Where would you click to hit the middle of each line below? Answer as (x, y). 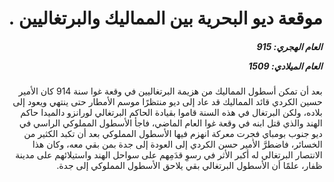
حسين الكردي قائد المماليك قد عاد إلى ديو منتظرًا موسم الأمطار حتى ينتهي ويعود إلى (167, 102)
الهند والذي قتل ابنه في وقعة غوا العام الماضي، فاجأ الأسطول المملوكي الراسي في (170, 123)
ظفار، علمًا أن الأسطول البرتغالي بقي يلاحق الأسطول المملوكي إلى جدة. (189, 166)
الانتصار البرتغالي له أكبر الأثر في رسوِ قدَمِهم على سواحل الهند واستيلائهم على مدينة (169, 155)
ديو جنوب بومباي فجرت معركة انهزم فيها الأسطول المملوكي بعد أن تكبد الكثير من (173, 134)
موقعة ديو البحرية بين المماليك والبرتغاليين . (165, 18)
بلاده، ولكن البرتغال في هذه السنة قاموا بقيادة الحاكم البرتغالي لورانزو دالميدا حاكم (171, 113)
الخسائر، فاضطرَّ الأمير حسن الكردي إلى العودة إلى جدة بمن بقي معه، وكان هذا (177, 144)
